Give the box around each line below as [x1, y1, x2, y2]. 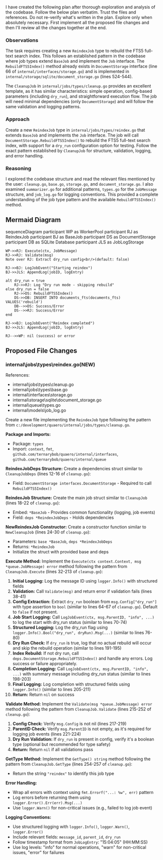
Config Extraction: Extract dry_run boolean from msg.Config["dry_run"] [12, 599, 157, 604]
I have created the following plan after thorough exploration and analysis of [5, 4, 156, 10]
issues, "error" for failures [12, 850, 65, 856]
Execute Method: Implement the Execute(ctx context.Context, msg [5, 558, 141, 564]
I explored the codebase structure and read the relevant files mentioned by [5, 176, 155, 182]
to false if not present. [12, 609, 58, 615]
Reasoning [5, 165, 32, 172]
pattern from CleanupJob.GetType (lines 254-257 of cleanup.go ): [5, 761, 132, 767]
